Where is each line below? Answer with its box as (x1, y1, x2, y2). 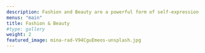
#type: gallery (6, 26, 45, 32)
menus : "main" (6, 15, 43, 21)
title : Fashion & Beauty (6, 20, 70, 26)
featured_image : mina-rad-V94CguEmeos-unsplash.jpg (6, 37, 141, 43)
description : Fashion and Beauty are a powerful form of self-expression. (6, 9, 202, 15)
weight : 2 (6, 32, 32, 38)
